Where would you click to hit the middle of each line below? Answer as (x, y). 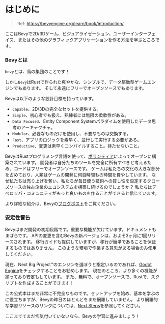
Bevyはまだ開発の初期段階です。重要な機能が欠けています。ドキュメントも (81, 229)
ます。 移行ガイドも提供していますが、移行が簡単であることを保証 (89, 241)
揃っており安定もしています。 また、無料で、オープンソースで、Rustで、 (78, 277)
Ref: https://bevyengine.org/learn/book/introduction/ (70, 23)
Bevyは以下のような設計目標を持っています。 (51, 99)
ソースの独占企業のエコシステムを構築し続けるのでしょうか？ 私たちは (81, 187)
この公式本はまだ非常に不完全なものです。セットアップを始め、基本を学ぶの (82, 293)
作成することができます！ (48, 283)
